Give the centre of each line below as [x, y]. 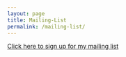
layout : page [26, 14]
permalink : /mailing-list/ [46, 26]
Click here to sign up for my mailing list [63, 47]
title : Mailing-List [37, 20]
